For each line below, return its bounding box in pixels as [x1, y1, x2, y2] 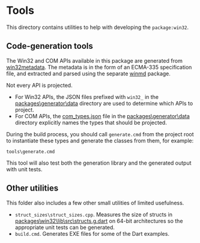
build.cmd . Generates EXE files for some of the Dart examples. [14, 230, 170, 237]
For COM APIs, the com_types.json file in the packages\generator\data [14, 112, 190, 119]
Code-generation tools [6, 41, 93, 51]
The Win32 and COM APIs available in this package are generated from [6, 57, 183, 64]
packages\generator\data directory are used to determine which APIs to [14, 99, 193, 107]
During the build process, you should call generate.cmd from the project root [6, 130, 194, 137]
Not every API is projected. [6, 81, 73, 89]
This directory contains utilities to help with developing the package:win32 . [6, 24, 189, 31]
